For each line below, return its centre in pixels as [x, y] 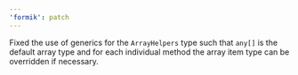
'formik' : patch [39, 17]
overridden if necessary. [54, 61]
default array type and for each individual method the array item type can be [149, 52]
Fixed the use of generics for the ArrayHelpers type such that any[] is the [144, 42]
